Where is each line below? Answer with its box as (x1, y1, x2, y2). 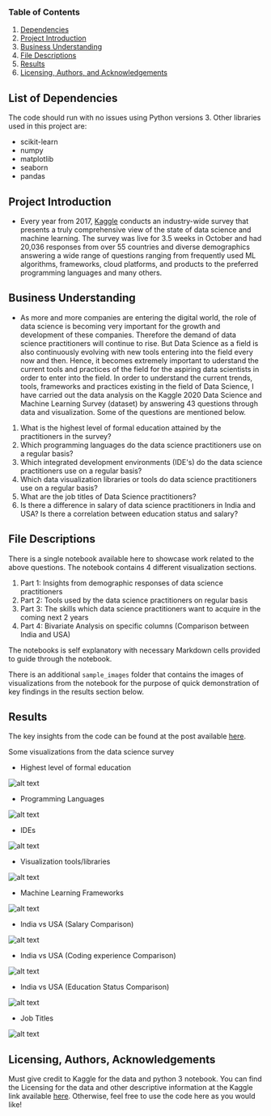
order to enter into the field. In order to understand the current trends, (19, 373, 253, 383)
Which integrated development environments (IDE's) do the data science (19, 457, 263, 467)
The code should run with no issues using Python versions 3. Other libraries (8, 112, 261, 123)
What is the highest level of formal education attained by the (19, 423, 222, 433)
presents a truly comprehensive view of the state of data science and (19, 225, 252, 235)
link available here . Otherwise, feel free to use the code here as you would (8, 1091, 256, 1101)
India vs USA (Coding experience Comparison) (19, 951, 176, 961)
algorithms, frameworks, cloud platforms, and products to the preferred (19, 259, 259, 268)
